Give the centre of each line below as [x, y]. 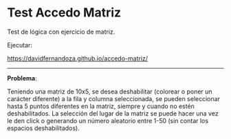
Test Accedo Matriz [64, 13]
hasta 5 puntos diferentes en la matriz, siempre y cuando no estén [101, 106]
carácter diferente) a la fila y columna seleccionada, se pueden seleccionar [113, 98]
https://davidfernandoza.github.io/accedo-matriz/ [78, 58]
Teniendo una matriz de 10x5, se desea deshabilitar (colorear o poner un [110, 92]
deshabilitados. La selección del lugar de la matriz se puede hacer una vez [113, 113]
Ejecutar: [20, 45]
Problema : [22, 78]
